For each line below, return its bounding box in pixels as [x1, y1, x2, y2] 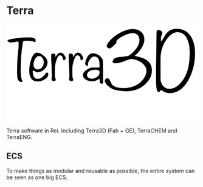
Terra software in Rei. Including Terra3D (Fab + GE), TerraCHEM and [6, 127, 177, 134]
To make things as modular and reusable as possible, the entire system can [6, 167, 195, 174]
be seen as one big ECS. [6, 174, 68, 181]
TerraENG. [6, 134, 33, 141]
